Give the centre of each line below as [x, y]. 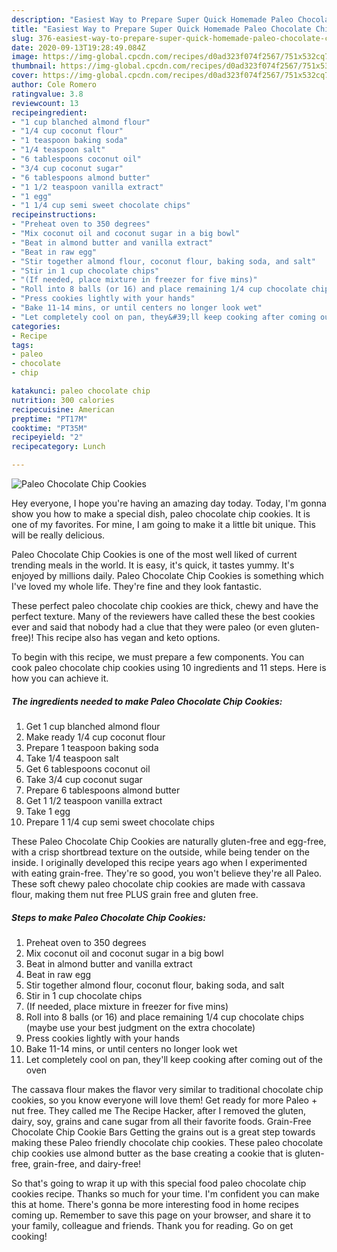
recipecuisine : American [63, 409]
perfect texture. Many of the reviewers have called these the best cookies [163, 616]
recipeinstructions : [54, 215]
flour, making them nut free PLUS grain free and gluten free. [135, 894]
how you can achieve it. [60, 678]
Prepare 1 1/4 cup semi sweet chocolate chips [120, 822]
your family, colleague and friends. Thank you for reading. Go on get [152, 1225]
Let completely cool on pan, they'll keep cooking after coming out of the [174, 1059]
